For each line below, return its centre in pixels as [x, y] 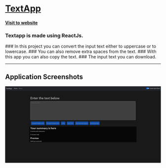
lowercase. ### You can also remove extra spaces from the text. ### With [81, 52]
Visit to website [21, 22]
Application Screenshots [44, 77]
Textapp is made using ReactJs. [44, 35]
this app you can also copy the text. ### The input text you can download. [81, 57]
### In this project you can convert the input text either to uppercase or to [81, 46]
